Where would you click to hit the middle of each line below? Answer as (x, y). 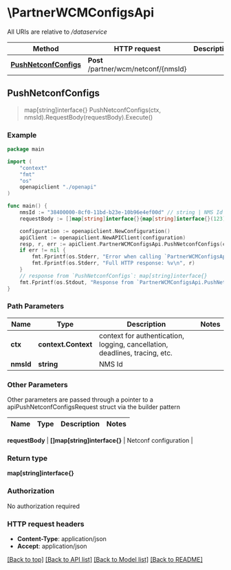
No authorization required (44, 506)
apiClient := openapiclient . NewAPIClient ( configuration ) (103, 238)
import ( (20, 162)
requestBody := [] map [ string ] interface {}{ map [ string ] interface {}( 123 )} (124, 219)
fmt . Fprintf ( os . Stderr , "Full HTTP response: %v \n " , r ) (113, 263)
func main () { (27, 206)
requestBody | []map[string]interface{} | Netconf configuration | (100, 441)
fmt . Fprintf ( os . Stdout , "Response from (77, 282)
